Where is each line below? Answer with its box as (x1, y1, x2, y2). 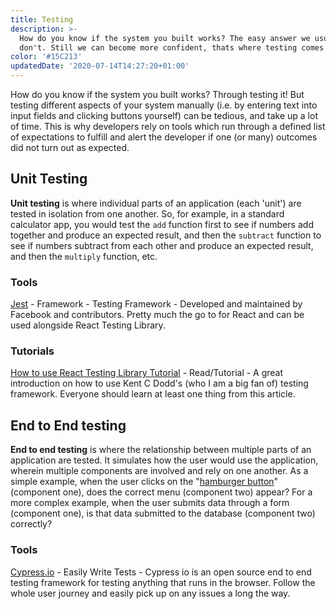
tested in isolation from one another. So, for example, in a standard (10, 207, 285, 220)
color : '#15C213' (10, 52, 83, 62)
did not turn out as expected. (10, 142, 130, 153)
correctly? (10, 518, 53, 530)
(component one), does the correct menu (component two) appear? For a (10, 486, 313, 498)
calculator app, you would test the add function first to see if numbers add (10, 218, 314, 230)
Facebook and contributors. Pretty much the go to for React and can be (10, 309, 305, 321)
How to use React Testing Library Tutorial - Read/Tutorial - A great (10, 367, 284, 379)
